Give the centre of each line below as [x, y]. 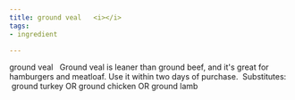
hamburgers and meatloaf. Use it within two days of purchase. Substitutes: [148, 77]
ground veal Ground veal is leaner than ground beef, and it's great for [139, 67]
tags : [19, 26]
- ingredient [34, 34]
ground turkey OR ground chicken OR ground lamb [105, 87]
